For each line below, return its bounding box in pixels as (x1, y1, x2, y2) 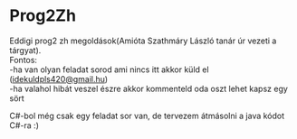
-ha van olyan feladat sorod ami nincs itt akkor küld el (9, 64, 210, 75)
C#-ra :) (9, 119, 39, 131)
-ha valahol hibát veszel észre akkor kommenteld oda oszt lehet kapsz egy (9, 83, 288, 94)
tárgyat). (9, 44, 42, 55)
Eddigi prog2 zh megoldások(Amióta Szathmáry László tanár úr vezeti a (9, 35, 277, 46)
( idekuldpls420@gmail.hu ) (9, 73, 109, 84)
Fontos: (9, 54, 38, 65)
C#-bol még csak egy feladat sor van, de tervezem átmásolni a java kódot (9, 110, 285, 121)
